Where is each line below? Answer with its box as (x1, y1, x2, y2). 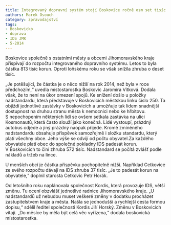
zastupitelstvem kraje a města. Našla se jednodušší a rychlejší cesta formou (5, 198, 165, 205)
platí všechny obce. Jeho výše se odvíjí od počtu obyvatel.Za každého (5, 135, 154, 141)
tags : (5, 21, 17, 27)
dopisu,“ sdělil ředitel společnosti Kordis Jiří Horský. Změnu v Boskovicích (5, 204, 161, 210)
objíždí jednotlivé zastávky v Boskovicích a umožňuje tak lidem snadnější (5, 103, 159, 109)
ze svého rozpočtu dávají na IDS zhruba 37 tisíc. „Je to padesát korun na (5, 167, 159, 173)
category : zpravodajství (5, 17, 58, 22)
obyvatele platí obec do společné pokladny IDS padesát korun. (5, 141, 138, 147)
